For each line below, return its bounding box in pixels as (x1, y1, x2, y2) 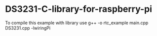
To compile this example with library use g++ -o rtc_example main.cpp (5, 20, 149, 26)
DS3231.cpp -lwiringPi (5, 25, 51, 31)
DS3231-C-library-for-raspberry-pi (5, 3, 152, 15)
